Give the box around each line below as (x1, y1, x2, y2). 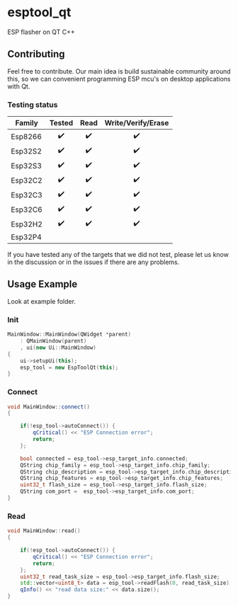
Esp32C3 (11, 190, 42, 200)
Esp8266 (11, 132, 42, 142)
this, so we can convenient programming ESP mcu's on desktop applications (7, 74, 232, 83)
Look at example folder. (7, 297, 76, 305)
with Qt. (7, 82, 30, 91)
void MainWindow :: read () (7, 527, 81, 534)
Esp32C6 (11, 205, 42, 215)
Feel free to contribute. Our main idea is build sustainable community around (7, 67, 232, 75)
